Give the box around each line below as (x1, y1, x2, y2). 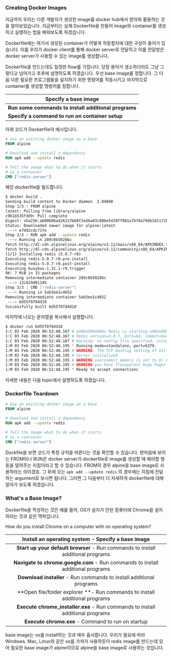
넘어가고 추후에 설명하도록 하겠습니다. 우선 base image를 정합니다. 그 (18, 70, 158, 76)
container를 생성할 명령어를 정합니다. (5, 83, 80, 89)
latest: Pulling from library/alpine (5, 209, 86, 214)
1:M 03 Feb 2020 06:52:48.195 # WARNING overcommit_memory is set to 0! (5, 357, 164, 363)
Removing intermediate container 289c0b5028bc (5, 275, 106, 281)
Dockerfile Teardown (5, 390, 59, 397)
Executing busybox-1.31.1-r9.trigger (5, 266, 86, 271)
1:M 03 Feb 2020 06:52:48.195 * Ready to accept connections (5, 367, 139, 372)
